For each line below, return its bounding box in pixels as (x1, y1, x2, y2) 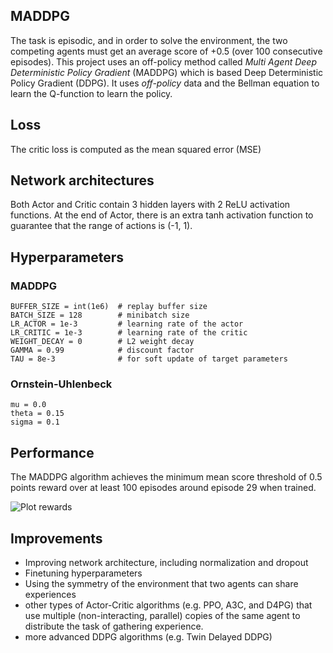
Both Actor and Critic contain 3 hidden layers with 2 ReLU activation (10, 199, 291, 211)
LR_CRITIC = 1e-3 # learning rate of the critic (10, 328, 248, 338)
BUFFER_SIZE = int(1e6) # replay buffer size (10, 302, 208, 312)
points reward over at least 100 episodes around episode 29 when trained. (10, 482, 317, 494)
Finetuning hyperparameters (24, 567, 143, 579)
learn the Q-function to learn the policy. (10, 87, 173, 99)
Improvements (10, 530, 103, 547)
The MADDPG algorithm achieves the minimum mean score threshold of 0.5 (10, 471, 323, 483)
